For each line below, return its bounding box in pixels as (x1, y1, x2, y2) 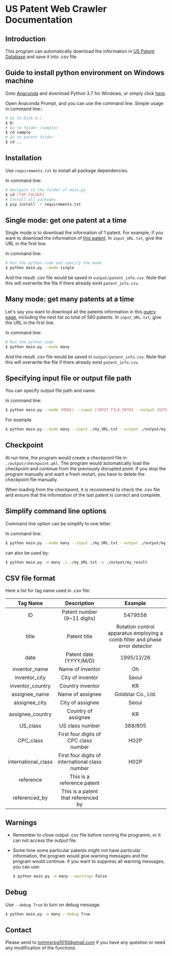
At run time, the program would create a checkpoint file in (5, 454, 127, 461)
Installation (5, 154, 42, 163)
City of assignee (60, 699, 99, 706)
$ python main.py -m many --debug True (5, 911, 91, 916)
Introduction (5, 34, 46, 43)
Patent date (66, 651, 94, 658)
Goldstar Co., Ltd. (114, 691, 157, 698)
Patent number (61, 608, 98, 615)
